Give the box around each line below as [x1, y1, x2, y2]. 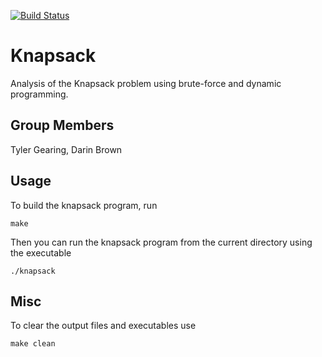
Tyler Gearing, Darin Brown [10, 143, 123, 155]
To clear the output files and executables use [10, 320, 197, 332]
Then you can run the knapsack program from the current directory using [10, 236, 313, 248]
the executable [10, 246, 72, 259]
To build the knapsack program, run [10, 199, 158, 211]
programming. [10, 88, 69, 100]
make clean [10, 339, 56, 349]
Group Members [10, 117, 115, 134]
